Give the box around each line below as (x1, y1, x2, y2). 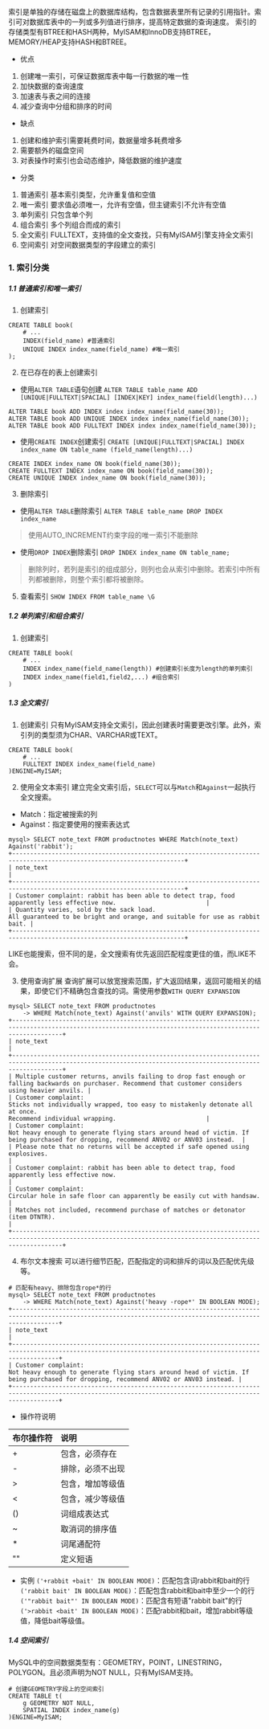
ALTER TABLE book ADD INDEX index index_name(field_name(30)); (8, 407, 225, 415)
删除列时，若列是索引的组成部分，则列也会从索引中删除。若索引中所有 (27, 564, 261, 574)
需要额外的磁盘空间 (19, 145, 84, 155)
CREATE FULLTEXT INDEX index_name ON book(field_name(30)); (8, 467, 214, 475)
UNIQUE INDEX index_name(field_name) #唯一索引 (22, 345, 181, 354)
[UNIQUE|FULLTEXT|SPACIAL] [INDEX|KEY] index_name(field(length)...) (19, 393, 259, 402)
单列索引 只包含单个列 (19, 210, 93, 219)
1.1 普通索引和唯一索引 (8, 284, 82, 293)
